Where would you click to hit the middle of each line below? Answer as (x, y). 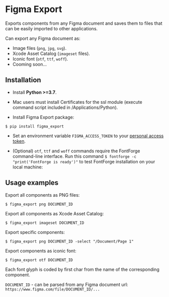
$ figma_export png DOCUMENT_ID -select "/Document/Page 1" (70, 241)
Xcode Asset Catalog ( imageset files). (51, 53)
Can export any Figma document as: (43, 38)
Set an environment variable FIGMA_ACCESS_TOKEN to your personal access (88, 136)
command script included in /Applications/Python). (65, 107)
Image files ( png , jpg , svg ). (39, 48)
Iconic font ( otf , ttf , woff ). (40, 58)
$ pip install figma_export (35, 126)
